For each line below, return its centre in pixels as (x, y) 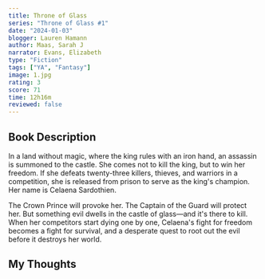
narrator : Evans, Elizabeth (55, 53)
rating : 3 (25, 82)
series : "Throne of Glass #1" (59, 23)
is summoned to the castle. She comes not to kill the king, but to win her (127, 164)
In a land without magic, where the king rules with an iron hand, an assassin (132, 155)
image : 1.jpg (30, 75)
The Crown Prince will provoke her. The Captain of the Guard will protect (128, 205)
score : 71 (25, 90)
